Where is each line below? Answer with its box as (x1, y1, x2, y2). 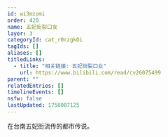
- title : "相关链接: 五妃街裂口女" (13, 63, 107, 70)
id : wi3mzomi (7, 10, 45, 18)
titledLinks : (7, 56, 45, 63)
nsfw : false (7, 96, 42, 103)
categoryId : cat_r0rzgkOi (7, 37, 83, 44)
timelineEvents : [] (7, 89, 64, 96)
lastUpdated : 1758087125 (7, 102, 80, 109)
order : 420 (7, 17, 39, 24)
